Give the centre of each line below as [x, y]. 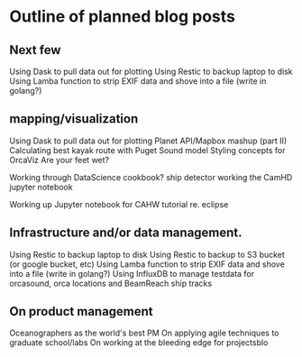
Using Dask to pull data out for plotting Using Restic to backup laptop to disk [151, 71]
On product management [81, 311]
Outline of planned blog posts [123, 17]
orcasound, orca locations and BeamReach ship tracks [111, 283]
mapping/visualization [74, 119]
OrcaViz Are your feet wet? [59, 160]
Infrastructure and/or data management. [126, 233]
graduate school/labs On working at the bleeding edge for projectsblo [139, 343]
